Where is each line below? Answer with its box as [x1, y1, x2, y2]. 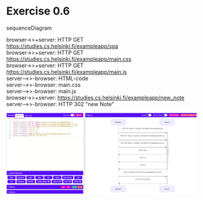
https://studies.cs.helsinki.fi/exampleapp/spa [6, 42, 119, 50]
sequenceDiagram [6, 24, 53, 32]
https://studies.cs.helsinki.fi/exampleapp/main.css [6, 55, 132, 62]
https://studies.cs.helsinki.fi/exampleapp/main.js [6, 68, 127, 75]
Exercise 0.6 [6, 4, 70, 18]
